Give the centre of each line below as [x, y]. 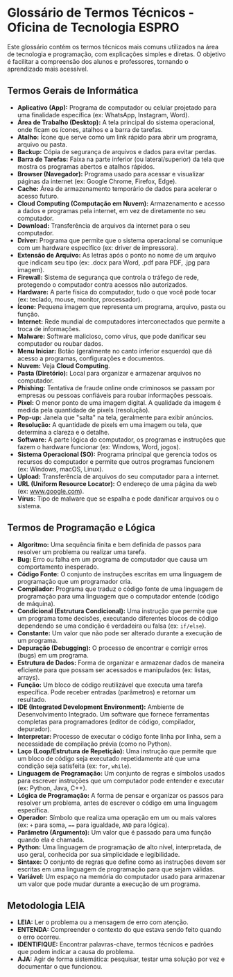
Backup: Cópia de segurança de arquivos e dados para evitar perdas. [117, 151]
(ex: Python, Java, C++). [52, 788]
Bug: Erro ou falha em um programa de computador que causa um [112, 559]
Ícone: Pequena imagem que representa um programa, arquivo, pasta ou [121, 306]
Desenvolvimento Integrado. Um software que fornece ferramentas [113, 714]
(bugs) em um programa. [53, 655]
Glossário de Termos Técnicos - [101, 13]
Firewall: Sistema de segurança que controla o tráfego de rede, [108, 277]
